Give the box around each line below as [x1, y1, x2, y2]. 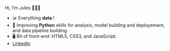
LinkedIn [12, 40, 31, 46]
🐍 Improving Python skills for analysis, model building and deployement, [12, 22, 165, 28]
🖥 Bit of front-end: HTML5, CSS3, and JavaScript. [12, 33, 117, 39]
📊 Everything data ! [12, 15, 55, 21]
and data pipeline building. [12, 28, 69, 33]
